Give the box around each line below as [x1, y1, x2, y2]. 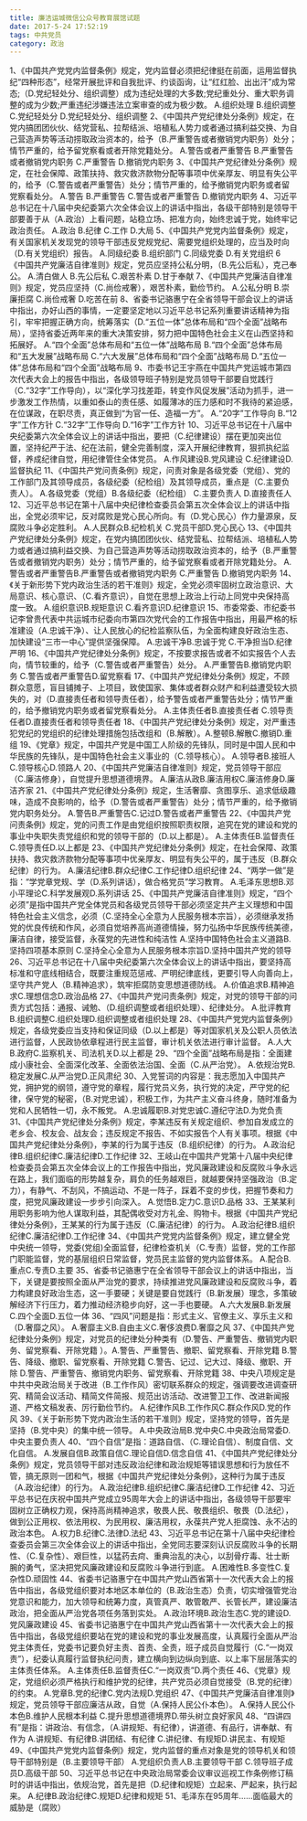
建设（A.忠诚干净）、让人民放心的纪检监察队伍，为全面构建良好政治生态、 [16, 625, 294, 636]
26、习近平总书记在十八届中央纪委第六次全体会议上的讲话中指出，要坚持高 [9, 956, 292, 967]
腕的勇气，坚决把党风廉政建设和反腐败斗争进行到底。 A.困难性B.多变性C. [9, 1562, 284, 1573]
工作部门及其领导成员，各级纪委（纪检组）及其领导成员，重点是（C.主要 [9, 476, 282, 487]
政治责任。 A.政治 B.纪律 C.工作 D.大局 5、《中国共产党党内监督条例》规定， [9, 225, 293, 236]
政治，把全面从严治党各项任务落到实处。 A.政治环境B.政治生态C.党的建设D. [9, 1608, 291, 1619]
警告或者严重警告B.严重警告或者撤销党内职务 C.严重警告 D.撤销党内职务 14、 [9, 568, 297, 579]
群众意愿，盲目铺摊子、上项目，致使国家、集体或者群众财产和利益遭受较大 [9, 682, 290, 693]
